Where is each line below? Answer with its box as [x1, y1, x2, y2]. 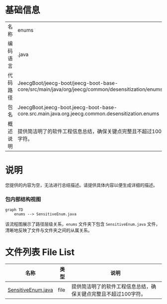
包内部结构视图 [5, 195, 41, 202]
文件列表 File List [5, 247, 75, 258]
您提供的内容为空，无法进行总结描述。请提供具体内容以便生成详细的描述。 [5, 182, 158, 188]
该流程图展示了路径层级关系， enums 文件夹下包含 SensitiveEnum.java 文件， [5, 221, 161, 227]
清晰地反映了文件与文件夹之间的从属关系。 [5, 227, 92, 233]
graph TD [5, 207, 23, 212]
